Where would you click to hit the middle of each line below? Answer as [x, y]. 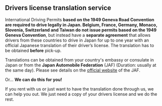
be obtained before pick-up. [33, 50]
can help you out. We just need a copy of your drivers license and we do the [81, 94]
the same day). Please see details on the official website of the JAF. [73, 70]
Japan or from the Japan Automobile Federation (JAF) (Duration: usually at [81, 65]
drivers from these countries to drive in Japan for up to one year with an [77, 40]
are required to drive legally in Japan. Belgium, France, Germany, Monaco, [81, 25]
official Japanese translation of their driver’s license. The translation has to [80, 45]
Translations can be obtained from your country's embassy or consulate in [80, 60]
